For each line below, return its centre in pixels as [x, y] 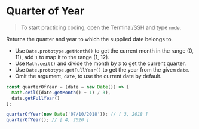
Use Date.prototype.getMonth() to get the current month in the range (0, [104, 50]
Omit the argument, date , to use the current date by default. [88, 76]
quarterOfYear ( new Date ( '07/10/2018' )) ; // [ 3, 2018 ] [77, 115]
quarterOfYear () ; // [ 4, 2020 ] [48, 120]
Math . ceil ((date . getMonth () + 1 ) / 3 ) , [61, 93]
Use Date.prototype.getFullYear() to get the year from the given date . [102, 69]
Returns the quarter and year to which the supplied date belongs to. [90, 39]
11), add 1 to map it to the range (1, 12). [62, 57]
